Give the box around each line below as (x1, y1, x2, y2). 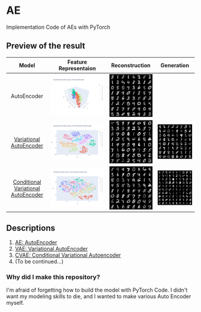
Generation (160, 61, 190, 69)
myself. (6, 299, 25, 307)
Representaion (59, 65, 96, 72)
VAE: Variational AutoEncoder (14, 245, 88, 252)
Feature (67, 58, 87, 66)
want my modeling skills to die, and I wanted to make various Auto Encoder (6, 293, 191, 300)
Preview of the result (6, 41, 86, 51)
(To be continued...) (14, 257, 64, 265)
